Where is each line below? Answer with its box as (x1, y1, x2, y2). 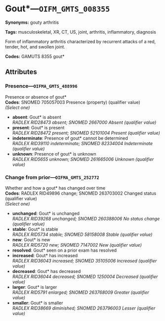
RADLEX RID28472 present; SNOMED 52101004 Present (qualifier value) (12, 130, 161, 136)
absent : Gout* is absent (12, 114, 61, 120)
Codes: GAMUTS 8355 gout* (5, 53, 65, 59)
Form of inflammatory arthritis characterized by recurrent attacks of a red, (5, 38, 156, 45)
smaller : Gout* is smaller (12, 300, 63, 306)
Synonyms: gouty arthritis (5, 19, 59, 25)
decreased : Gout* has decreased (12, 268, 81, 274)
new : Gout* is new (12, 236, 50, 243)
